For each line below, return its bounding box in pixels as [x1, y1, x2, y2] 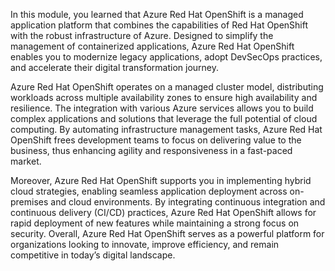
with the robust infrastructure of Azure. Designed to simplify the [10, 30, 274, 41]
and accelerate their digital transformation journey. [10, 62, 220, 73]
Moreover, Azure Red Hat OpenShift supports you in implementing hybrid [10, 175, 312, 186]
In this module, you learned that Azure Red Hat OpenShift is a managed [10, 9, 304, 20]
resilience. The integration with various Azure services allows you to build [10, 102, 314, 114]
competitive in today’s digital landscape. [10, 249, 176, 261]
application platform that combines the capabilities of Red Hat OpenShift [10, 19, 309, 31]
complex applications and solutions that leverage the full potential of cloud [10, 113, 318, 124]
